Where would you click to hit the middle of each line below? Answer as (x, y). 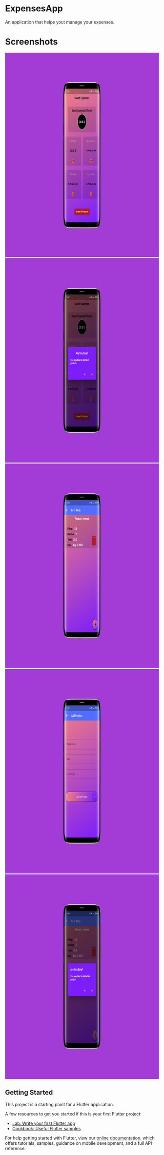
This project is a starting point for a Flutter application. (60, 1104)
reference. (15, 1148)
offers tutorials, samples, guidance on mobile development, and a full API (79, 1143)
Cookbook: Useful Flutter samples (46, 1128)
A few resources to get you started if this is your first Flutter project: (73, 1113)
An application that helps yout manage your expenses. (60, 22)
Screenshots (31, 42)
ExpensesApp (34, 9)
